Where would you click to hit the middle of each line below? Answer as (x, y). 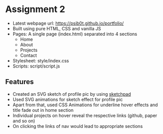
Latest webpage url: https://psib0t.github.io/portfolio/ (68, 23)
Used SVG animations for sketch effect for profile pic (68, 99)
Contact (28, 55)
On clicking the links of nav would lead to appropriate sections (78, 126)
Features (19, 82)
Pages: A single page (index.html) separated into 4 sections (75, 34)
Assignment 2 (35, 9)
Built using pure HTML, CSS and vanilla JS (57, 28)
